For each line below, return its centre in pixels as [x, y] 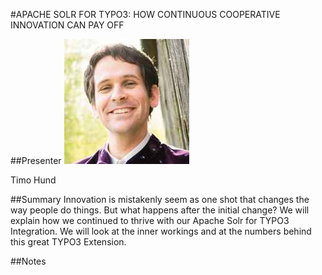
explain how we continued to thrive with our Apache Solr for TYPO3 [150, 220]
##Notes [28, 261]
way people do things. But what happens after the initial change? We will [160, 210]
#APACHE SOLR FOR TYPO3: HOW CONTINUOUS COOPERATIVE [145, 14]
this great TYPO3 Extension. [68, 242]
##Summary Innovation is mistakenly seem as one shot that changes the [160, 199]
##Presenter [36, 160]
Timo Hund [33, 180]
